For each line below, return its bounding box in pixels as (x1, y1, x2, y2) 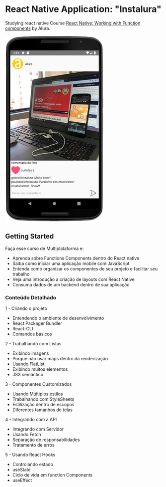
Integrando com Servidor (12, 426, 64, 432)
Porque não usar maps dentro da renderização (12, 356, 108, 362)
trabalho (12, 271, 30, 277)
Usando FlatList (12, 361, 45, 367)
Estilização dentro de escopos (12, 402, 75, 408)
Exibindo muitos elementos (12, 366, 68, 372)
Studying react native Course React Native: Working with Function (5, 20, 141, 26)
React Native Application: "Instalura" (5, 3, 162, 15)
